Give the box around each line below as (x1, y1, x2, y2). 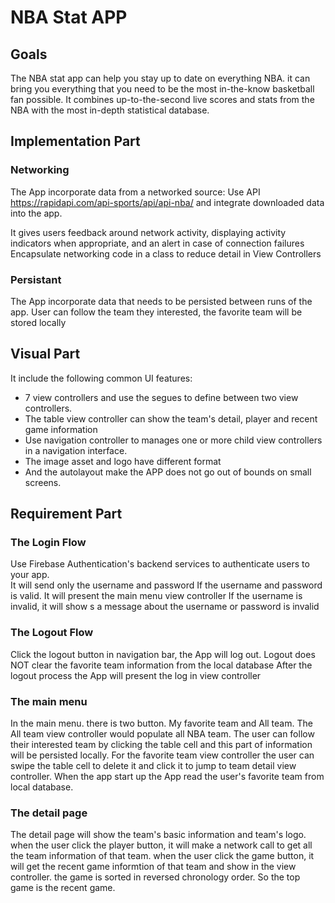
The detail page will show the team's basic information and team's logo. (10, 829, 307, 841)
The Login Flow (10, 536, 87, 550)
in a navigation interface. (24, 444, 128, 456)
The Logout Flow (10, 626, 94, 640)
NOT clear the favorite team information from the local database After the (10, 659, 313, 671)
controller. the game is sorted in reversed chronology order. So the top (10, 871, 301, 883)
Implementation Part (10, 133, 141, 150)
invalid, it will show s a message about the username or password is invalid (10, 601, 320, 613)
